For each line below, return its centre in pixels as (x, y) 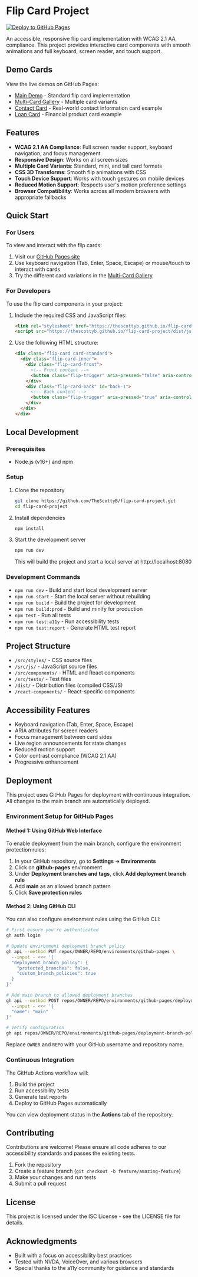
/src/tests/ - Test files (43, 679)
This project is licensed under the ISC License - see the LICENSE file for (93, 1216)
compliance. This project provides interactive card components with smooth (99, 45)
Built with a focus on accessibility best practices (73, 1255)
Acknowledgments (42, 1241)
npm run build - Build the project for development (75, 603)
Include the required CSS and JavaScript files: (70, 315)
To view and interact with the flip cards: (54, 245)
